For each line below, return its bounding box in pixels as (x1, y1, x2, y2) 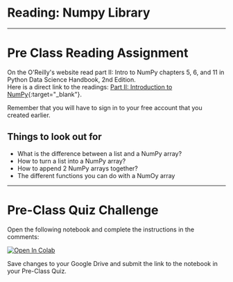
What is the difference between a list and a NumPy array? (17, 149, 182, 157)
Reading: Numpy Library (7, 5, 150, 21)
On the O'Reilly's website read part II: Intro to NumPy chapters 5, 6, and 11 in (7, 68, 225, 76)
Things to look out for (7, 131, 102, 143)
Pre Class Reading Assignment (7, 45, 189, 61)
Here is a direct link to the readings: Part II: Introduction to (7, 82, 173, 91)
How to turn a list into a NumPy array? (17, 157, 126, 165)
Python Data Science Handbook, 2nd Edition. (7, 75, 137, 84)
